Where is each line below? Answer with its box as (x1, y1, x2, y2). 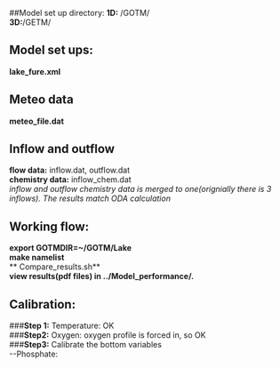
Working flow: (9, 219, 90, 234)
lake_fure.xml (9, 66, 61, 76)
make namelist (9, 252, 65, 263)
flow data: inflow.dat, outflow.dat (9, 164, 131, 176)
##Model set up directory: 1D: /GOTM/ (9, 8, 150, 18)
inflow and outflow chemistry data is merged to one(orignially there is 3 (9, 184, 272, 195)
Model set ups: (9, 43, 93, 58)
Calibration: (9, 297, 76, 312)
